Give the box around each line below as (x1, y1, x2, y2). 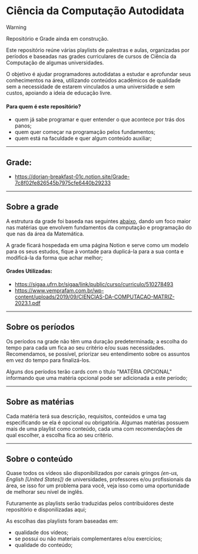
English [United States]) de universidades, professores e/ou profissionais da (6, 476, 192, 483)
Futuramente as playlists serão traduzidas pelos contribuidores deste (6, 500, 174, 507)
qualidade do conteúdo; (14, 542, 73, 549)
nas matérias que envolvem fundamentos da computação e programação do (6, 224, 192, 231)
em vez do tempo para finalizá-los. (6, 356, 91, 363)
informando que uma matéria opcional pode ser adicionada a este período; (6, 374, 187, 381)
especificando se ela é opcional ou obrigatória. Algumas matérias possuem (6, 419, 189, 426)
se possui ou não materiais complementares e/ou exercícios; (14, 535, 163, 542)
